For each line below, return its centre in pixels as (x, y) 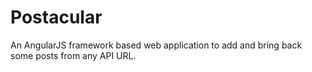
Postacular (56, 17)
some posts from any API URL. (73, 55)
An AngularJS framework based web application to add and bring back (156, 45)
